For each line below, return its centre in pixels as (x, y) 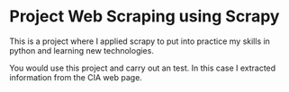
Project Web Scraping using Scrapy (144, 17)
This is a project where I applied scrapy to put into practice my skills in (140, 41)
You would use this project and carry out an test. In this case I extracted (143, 68)
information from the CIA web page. (76, 77)
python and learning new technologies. (82, 50)
